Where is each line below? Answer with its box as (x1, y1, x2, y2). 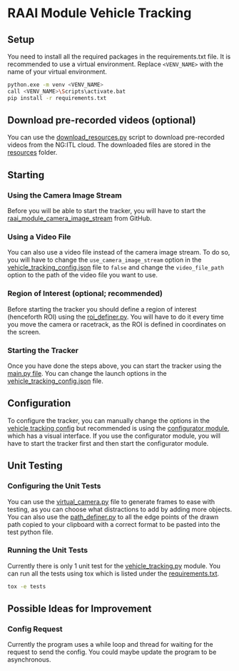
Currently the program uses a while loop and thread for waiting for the (7, 640, 213, 649)
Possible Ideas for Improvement (7, 603, 152, 615)
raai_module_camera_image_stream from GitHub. (7, 214, 152, 222)
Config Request (7, 624, 63, 634)
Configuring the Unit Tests (7, 481, 101, 491)
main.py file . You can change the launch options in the (7, 369, 167, 378)
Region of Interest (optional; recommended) (7, 289, 163, 299)
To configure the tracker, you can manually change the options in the (7, 416, 210, 425)
